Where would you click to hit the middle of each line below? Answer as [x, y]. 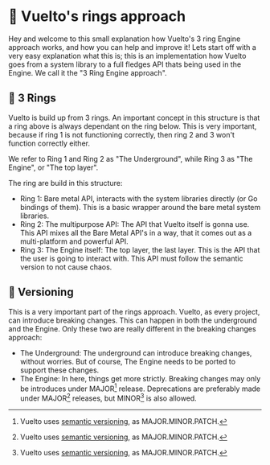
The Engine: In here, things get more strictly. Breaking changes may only [140, 378]
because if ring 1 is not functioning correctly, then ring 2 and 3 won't [122, 134]
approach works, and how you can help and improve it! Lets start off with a [133, 47]
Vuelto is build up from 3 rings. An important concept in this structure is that [134, 117]
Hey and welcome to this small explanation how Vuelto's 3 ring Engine [125, 39]
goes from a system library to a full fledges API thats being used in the [125, 64]
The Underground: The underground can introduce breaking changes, [136, 352]
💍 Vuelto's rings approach [97, 16]
